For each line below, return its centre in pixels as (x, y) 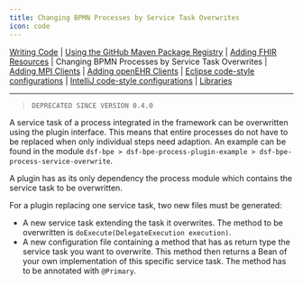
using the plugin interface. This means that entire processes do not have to (149, 132)
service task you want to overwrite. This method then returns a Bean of (155, 251)
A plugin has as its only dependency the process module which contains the (151, 178)
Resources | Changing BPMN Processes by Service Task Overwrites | (138, 61)
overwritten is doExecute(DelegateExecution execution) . (127, 232)
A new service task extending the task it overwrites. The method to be (153, 223)
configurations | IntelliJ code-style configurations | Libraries (121, 80)
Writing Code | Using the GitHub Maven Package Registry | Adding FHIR (143, 51)
